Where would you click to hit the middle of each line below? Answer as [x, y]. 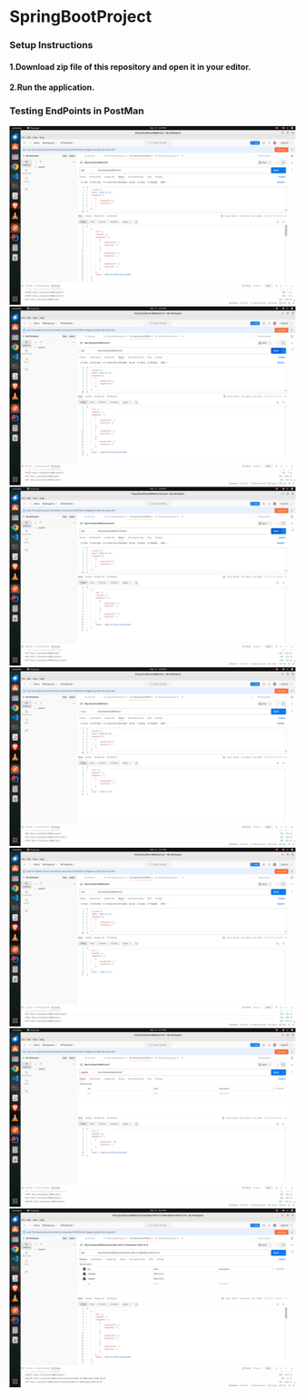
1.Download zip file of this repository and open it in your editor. [130, 66]
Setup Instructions [51, 45]
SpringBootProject [81, 17]
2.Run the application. [52, 87]
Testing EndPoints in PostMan [77, 111]
